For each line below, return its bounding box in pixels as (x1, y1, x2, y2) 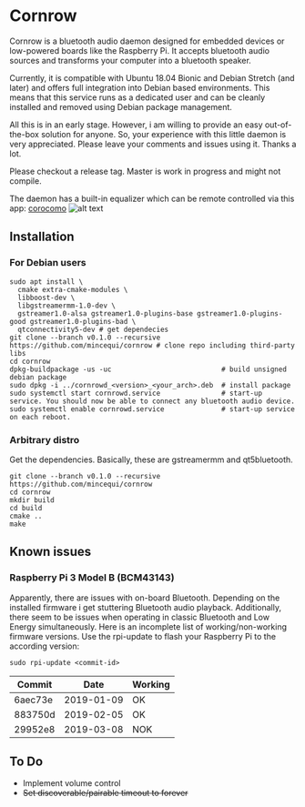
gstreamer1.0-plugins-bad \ (29, 317, 137, 326)
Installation (9, 229, 75, 245)
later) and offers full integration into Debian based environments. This (9, 82, 270, 93)
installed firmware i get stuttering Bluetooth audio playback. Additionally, (9, 601, 282, 612)
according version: (9, 641, 80, 651)
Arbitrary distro (9, 433, 80, 446)
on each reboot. (9, 412, 71, 421)
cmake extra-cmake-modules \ (17, 285, 128, 294)
